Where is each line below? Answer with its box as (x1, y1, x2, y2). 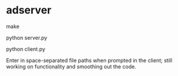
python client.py (6, 45, 45, 53)
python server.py (6, 34, 48, 41)
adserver (6, 4, 52, 17)
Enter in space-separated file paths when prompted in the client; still (6, 57, 173, 64)
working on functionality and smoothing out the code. (6, 63, 137, 70)
